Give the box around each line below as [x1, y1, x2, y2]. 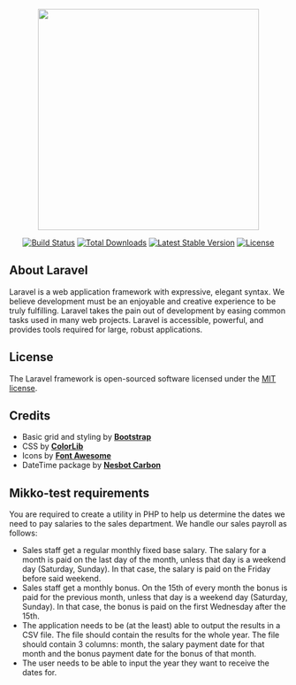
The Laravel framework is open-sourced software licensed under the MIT [9, 373, 277, 384]
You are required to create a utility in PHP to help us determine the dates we [9, 509, 285, 520]
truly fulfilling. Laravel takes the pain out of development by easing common [9, 305, 286, 316]
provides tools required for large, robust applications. [9, 324, 203, 335]
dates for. [21, 667, 57, 678]
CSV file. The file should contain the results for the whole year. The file [21, 629, 280, 641]
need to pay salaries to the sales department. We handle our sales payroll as [9, 519, 287, 529]
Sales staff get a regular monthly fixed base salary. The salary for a [21, 545, 267, 556]
